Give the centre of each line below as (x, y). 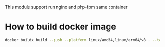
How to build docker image (61, 27)
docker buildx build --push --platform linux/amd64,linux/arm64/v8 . (78, 40)
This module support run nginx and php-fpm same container (66, 7)
